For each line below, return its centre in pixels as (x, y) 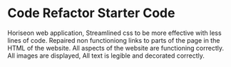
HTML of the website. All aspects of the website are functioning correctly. (116, 48)
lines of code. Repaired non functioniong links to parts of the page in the (114, 40)
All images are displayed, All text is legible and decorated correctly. (106, 56)
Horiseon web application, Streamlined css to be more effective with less (115, 33)
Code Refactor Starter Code (91, 13)
